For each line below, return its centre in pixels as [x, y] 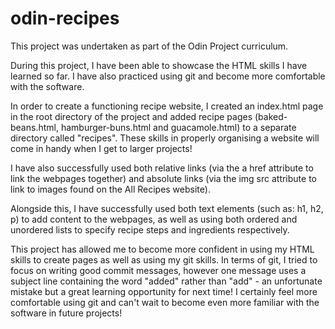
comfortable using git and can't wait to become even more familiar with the [165, 302]
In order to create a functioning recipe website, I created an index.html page [167, 106]
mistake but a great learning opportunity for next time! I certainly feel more [164, 291]
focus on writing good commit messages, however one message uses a [158, 270]
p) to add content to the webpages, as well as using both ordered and [154, 219]
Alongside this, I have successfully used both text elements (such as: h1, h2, [167, 208]
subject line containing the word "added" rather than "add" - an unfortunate [166, 281]
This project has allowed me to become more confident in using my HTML [162, 249]
